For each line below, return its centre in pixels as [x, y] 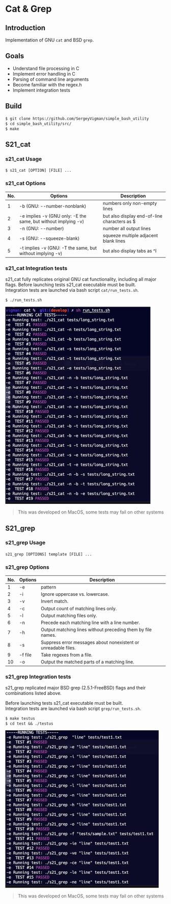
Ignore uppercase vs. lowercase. [75, 594]
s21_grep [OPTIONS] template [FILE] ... [49, 554]
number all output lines [127, 228]
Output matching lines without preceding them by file [96, 630]
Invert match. [54, 601]
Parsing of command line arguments [51, 79]
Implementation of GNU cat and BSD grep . [50, 40]
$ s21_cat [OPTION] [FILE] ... [38, 171]
